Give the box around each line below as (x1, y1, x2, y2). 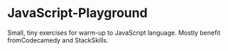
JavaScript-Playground (7, 5, 148, 21)
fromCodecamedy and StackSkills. (7, 35, 109, 44)
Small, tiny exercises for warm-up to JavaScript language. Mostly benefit (7, 28, 221, 37)
